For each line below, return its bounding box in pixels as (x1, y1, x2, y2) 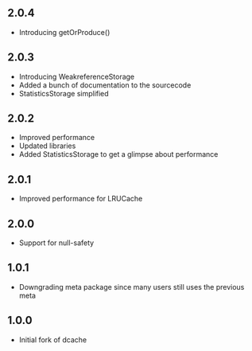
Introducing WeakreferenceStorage (18, 72, 135, 81)
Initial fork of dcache (18, 334, 87, 345)
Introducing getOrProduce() (18, 27, 110, 37)
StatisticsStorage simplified (18, 88, 109, 98)
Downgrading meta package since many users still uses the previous (18, 282, 245, 291)
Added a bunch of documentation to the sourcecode (18, 80, 192, 90)
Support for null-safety (18, 238, 95, 248)
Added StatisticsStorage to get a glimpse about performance (18, 150, 219, 159)
